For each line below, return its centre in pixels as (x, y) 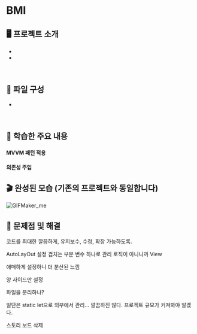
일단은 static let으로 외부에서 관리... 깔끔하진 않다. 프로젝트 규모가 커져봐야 (93, 305)
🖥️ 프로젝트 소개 (32, 34)
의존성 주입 (19, 168)
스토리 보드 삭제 (25, 325)
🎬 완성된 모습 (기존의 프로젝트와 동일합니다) (82, 188)
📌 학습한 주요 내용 (37, 136)
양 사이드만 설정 (25, 280)
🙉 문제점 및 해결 (34, 226)
